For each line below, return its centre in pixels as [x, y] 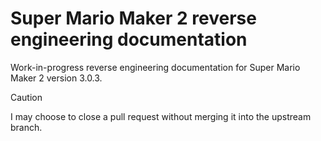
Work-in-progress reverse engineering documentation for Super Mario [155, 67]
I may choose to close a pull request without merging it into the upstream [161, 116]
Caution [26, 97]
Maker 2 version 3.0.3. [56, 78]
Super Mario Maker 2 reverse [133, 18]
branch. [26, 127]
